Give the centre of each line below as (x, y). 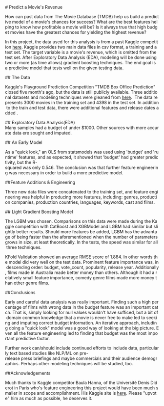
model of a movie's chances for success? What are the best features (81, 22)
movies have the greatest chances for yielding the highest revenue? (78, 32)
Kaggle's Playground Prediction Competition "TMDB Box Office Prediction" (80, 87)
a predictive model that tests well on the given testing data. (64, 68)
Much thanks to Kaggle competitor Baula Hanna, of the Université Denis (77, 383)
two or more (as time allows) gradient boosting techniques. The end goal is (81, 63)
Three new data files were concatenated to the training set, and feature (77, 192)
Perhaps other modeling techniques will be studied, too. (77, 364)
